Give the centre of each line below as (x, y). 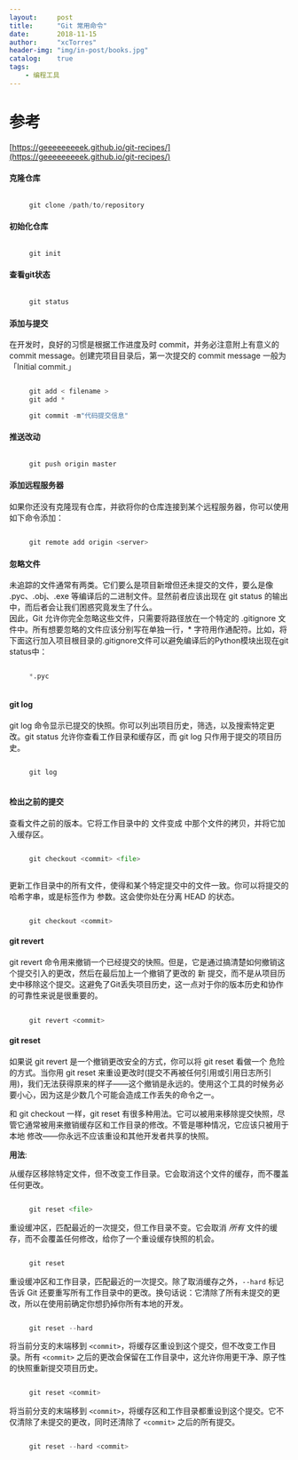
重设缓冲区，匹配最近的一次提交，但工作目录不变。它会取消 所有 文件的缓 (143, 1227)
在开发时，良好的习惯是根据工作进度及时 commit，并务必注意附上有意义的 (144, 345)
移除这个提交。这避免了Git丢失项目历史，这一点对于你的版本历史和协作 (154, 984)
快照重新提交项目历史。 (59, 1368)
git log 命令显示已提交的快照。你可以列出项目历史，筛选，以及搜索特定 (138, 726)
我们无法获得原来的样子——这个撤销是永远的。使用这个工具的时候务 (152, 1083)
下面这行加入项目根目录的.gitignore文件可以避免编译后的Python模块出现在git (149, 641)
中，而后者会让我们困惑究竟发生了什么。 (83, 607)
